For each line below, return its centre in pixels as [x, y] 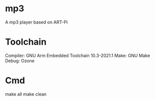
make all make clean [26, 94]
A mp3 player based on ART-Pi [37, 22]
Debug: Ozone [20, 61]
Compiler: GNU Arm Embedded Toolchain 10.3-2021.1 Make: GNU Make [78, 55]
